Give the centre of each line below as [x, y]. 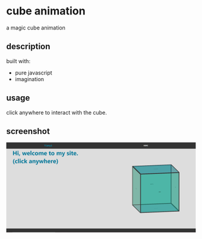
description [28, 47]
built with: [19, 61]
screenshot [28, 131]
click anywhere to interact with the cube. [57, 112]
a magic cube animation [36, 28]
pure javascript [33, 73]
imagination [29, 79]
